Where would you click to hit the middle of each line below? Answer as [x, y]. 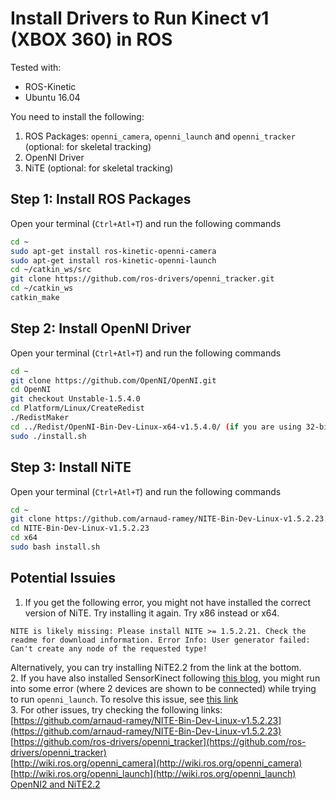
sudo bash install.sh [55, 547]
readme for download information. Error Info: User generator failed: [160, 640]
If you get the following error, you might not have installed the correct [167, 602]
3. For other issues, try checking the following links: [116, 709]
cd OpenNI [31, 390]
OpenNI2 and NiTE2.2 [55, 784]
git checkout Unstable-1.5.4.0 [75, 399]
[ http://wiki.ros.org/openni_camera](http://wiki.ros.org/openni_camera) [156, 763]
